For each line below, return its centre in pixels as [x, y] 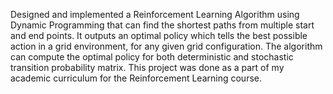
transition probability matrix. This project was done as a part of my [147, 67]
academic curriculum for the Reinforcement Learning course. [136, 78]
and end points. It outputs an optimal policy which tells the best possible [159, 35]
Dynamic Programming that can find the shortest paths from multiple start [162, 25]
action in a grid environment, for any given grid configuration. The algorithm [166, 46]
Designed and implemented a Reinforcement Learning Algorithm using [155, 14]
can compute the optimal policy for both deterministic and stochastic [152, 57]
